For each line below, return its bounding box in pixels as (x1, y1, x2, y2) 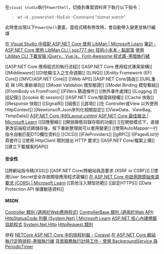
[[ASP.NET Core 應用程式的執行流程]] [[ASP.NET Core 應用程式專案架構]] (5, 63, 153, 69)
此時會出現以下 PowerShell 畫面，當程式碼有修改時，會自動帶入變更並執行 (5, 24, 152, 30)
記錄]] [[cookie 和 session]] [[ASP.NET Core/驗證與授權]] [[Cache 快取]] (9, 95, 154, 100)
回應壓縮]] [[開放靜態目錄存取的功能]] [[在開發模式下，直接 (41, 119, 160, 125)
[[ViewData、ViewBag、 (105, 107, 155, 112)
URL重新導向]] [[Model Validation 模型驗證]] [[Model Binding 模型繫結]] (16, 82, 159, 88)
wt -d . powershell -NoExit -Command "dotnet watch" (17, 14, 126, 20)
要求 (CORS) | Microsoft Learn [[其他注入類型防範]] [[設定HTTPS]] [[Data (5, 180, 152, 186)
